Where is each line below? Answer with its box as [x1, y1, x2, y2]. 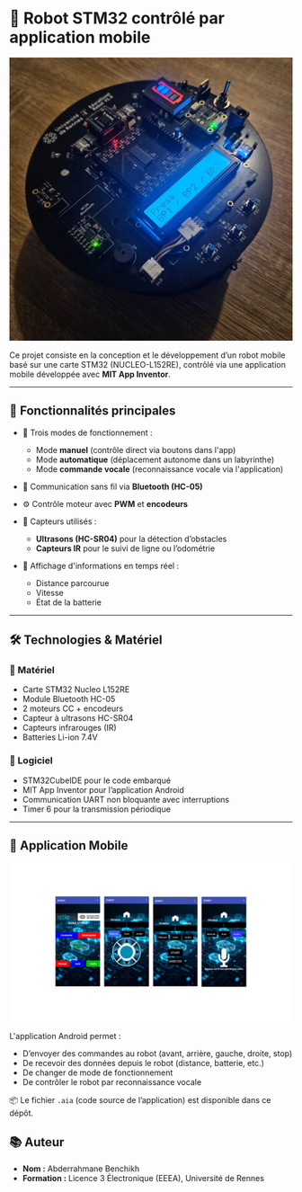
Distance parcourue [35, 577, 110, 588]
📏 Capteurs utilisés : [22, 516, 97, 527]
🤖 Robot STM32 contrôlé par [9, 8, 225, 29]
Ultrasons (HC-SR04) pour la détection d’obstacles [35, 533, 227, 544]
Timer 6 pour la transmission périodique [22, 804, 171, 814]
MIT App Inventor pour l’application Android [22, 784, 184, 795]
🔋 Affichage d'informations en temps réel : [22, 560, 180, 571]
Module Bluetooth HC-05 [22, 694, 116, 705]
